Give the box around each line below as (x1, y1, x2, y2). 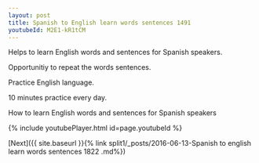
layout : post (8, 11, 51, 20)
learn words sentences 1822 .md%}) (8, 147, 126, 157)
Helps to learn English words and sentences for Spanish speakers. (8, 48, 223, 57)
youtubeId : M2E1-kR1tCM (8, 26, 86, 34)
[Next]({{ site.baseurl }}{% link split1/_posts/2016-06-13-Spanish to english (8, 139, 252, 148)
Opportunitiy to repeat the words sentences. (8, 63, 151, 72)
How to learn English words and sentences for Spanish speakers (8, 108, 217, 118)
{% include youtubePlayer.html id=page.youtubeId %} (8, 123, 183, 133)
